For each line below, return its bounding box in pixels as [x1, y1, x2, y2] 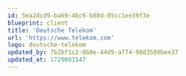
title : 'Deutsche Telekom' [7, 26, 97, 34]
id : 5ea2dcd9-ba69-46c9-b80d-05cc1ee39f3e [7, 11, 150, 20]
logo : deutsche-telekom [7, 41, 87, 49]
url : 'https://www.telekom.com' [7, 33, 114, 42]
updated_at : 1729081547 [7, 56, 87, 64]
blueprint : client [7, 19, 68, 27]
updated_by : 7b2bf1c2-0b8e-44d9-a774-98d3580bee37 [7, 48, 179, 56]
